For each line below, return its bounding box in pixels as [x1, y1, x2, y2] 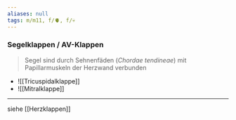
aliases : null [7, 10, 49, 18]
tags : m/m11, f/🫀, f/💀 [7, 17, 76, 24]
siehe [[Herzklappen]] [7, 105, 71, 113]
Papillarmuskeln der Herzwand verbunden [24, 63, 147, 72]
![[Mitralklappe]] [17, 84, 65, 93]
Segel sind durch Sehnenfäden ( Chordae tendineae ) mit [24, 55, 187, 64]
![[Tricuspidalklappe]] [17, 76, 80, 85]
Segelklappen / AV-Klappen [7, 40, 104, 50]
